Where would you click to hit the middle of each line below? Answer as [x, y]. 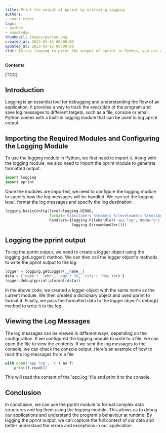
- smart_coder [20, 19]
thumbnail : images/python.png [36, 37]
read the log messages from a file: [40, 354]
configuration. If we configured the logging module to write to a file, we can [82, 338]
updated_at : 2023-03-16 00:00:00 [40, 46]
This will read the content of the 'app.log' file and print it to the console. [78, 377]
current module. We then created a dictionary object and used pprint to [78, 295]
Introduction [25, 90]
